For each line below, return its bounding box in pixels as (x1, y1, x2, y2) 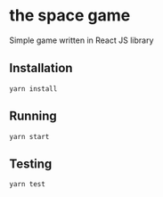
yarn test (9, 180, 46, 189)
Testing (9, 156, 53, 171)
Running (9, 109, 58, 124)
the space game (9, 5, 131, 26)
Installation (9, 61, 73, 76)
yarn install (9, 84, 58, 94)
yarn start (9, 132, 50, 141)
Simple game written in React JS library (9, 35, 154, 45)
